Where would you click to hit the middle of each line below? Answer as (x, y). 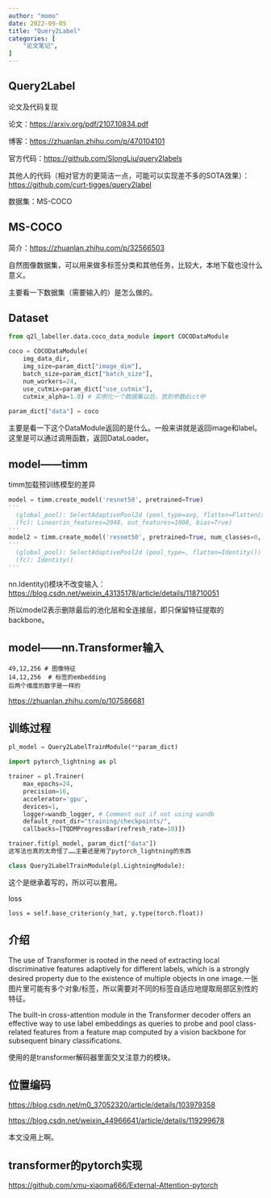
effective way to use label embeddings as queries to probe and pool (121, 1023)
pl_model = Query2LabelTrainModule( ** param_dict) (94, 747)
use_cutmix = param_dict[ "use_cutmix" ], (88, 389)
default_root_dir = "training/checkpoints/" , (97, 822)
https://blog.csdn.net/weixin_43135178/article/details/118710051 (114, 593)
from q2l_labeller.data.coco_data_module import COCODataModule (119, 337)
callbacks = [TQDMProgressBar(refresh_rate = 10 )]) (104, 829)
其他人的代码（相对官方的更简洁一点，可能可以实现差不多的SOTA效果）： (129, 176)
